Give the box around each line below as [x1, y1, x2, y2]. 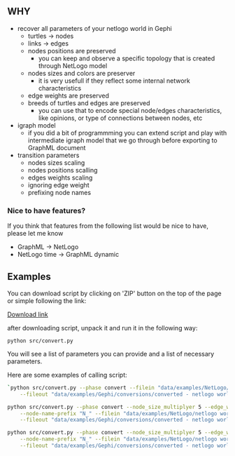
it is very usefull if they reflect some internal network [38, 76, 190, 85]
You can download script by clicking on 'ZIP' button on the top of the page [7, 289, 222, 297]
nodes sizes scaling [27, 158, 85, 167]
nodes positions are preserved [27, 46, 117, 55]
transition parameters [17, 151, 80, 159]
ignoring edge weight [27, 180, 90, 189]
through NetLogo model [38, 61, 108, 69]
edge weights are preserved [27, 91, 110, 100]
